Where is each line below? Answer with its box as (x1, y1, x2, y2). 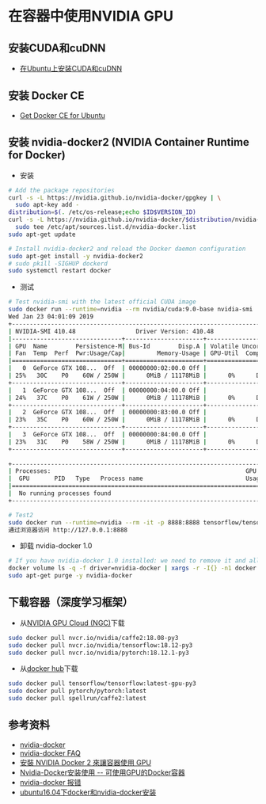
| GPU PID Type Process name (8, 474, 144, 483)
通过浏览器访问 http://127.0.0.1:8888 (8, 526, 128, 534)
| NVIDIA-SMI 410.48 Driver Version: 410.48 (8, 327, 215, 335)
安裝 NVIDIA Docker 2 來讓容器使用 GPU (19, 757, 152, 767)
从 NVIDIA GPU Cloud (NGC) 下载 (19, 618, 125, 627)
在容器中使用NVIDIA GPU (8, 7, 174, 25)
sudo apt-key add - (15, 201, 80, 209)
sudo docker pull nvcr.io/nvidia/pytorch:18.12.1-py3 (8, 649, 190, 657)
